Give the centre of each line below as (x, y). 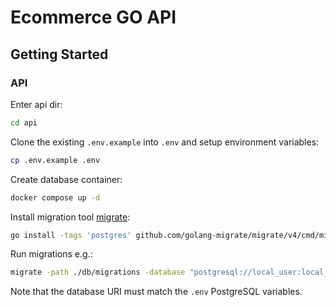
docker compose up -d (55, 197)
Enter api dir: (36, 104)
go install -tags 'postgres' (71, 235)
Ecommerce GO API (93, 17)
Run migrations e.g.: (51, 254)
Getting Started (59, 54)
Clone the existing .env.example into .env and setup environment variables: (165, 142)
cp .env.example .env (55, 160)
